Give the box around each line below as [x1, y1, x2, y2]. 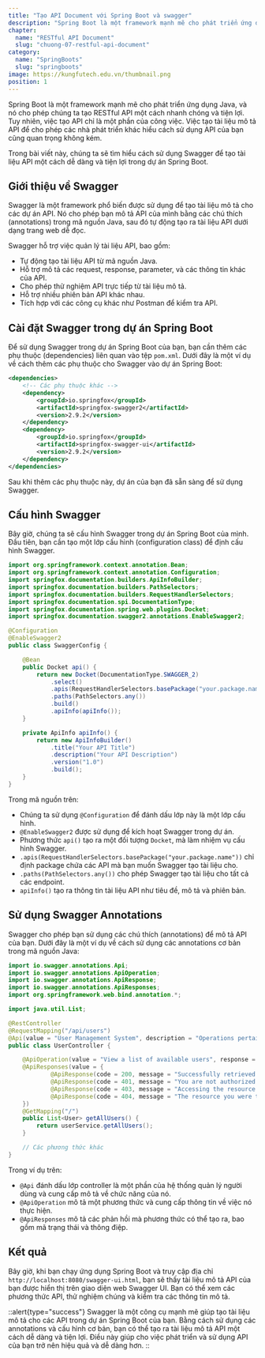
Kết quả [8, 1246, 47, 1259]
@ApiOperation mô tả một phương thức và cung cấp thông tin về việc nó [19, 1197, 252, 1206]
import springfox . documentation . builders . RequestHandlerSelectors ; [8, 590, 235, 598]
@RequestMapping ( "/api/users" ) [8, 1027, 111, 1035]
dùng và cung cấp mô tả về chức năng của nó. [19, 1189, 171, 1198]
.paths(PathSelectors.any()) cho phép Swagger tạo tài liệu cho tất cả [19, 869, 249, 878]
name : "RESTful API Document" [15, 33, 114, 42]
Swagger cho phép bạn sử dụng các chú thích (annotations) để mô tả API [8, 930, 247, 939]
